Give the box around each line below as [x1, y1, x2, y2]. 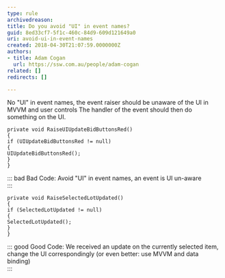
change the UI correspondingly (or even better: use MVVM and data [7, 250, 199, 258]
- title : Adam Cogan [7, 55, 66, 62]
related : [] [7, 67, 41, 74]
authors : [7, 49, 32, 55]
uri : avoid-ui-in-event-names [7, 36, 94, 42]
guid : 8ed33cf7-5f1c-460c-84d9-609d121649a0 [7, 29, 136, 36]
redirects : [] [7, 73, 48, 81]
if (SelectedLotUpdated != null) [7, 207, 103, 214]
